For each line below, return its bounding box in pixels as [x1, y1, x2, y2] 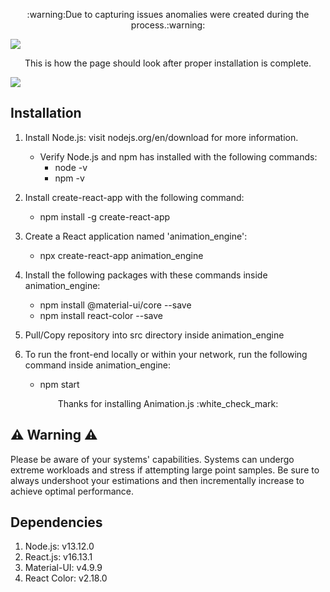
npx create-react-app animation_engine [39, 249, 204, 261]
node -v [54, 161, 88, 173]
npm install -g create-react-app [39, 210, 171, 223]
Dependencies [10, 514, 103, 531]
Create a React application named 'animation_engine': [24, 230, 248, 242]
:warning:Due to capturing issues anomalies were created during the [26, 9, 310, 20]
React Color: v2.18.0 [24, 572, 108, 584]
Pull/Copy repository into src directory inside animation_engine [24, 329, 285, 341]
